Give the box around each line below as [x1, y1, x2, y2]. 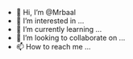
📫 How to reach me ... [15, 42, 91, 51]
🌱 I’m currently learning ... [15, 25, 102, 33]
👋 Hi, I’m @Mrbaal [15, 8, 77, 17]
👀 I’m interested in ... [15, 16, 85, 26]
